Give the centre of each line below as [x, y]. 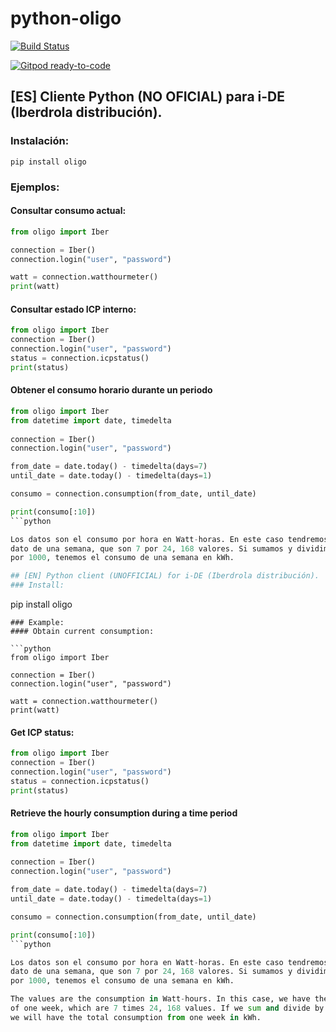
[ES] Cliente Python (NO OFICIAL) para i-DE [147, 97]
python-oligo [66, 18]
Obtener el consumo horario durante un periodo [111, 390]
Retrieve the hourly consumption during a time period [124, 813]
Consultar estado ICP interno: [73, 309]
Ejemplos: [35, 187]
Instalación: [40, 141]
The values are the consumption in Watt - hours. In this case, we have [160, 999]
